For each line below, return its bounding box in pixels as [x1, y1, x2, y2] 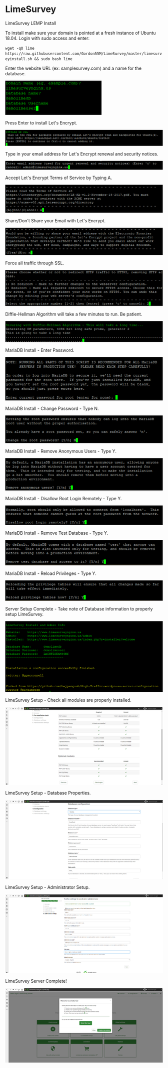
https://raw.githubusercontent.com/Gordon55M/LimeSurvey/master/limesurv [5, 51, 162, 56]
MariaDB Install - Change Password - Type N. [5, 405, 99, 411]
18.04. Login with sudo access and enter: [5, 35, 90, 41]
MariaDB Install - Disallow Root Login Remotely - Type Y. [5, 495, 122, 501]
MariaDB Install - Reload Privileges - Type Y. [5, 570, 96, 576]
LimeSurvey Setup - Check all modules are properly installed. [5, 697, 131, 703]
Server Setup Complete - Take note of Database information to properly [5, 605, 153, 612]
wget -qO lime [5, 46, 35, 51]
